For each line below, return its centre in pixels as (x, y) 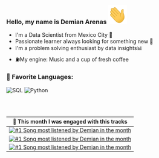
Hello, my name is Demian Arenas (57, 22)
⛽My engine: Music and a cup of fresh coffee (72, 60)
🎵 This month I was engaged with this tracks (70, 122)
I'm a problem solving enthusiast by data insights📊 (79, 48)
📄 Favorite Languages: (40, 77)
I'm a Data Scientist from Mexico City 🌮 (64, 35)
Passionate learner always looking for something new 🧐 (84, 42)
